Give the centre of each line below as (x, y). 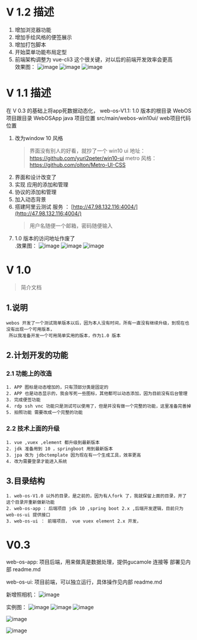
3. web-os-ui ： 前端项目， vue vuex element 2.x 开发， (74, 521)
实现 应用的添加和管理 (41, 184)
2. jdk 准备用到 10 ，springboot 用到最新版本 (60, 449)
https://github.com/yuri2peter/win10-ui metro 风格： (93, 158)
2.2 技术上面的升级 (33, 429)
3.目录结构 (26, 481)
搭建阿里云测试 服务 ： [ (44, 207)
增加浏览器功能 (33, 30)
